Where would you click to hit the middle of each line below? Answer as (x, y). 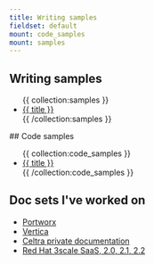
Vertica (35, 231)
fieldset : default (43, 26)
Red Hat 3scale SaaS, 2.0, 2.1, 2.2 (84, 250)
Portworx (39, 222)
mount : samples (37, 42)
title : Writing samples (53, 17)
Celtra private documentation (76, 241)
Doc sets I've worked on (77, 200)
